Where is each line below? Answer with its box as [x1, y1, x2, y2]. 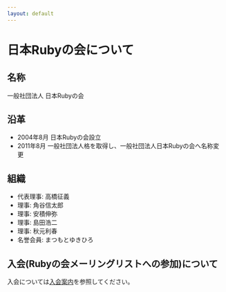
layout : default [7, 10, 54, 17]
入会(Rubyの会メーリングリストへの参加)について [7, 257, 218, 270]
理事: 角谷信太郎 [17, 201, 64, 210]
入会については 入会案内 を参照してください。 [7, 277, 134, 286]
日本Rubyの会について [7, 42, 134, 57]
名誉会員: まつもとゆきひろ [17, 236, 94, 244]
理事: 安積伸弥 [17, 210, 57, 218]
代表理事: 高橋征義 [17, 192, 70, 201]
